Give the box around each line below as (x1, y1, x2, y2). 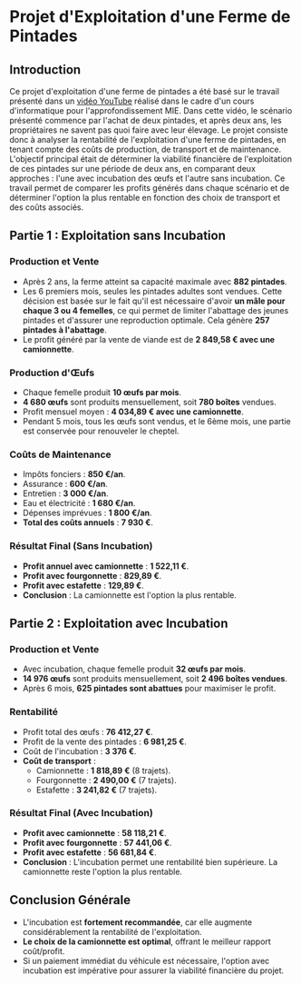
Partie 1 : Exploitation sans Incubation (9, 228, 227, 244)
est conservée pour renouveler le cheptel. (22, 425, 180, 436)
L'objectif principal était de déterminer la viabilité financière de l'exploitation (9, 154, 293, 164)
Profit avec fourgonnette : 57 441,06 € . (22, 837, 172, 848)
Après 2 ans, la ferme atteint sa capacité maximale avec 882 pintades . (22, 275, 287, 287)
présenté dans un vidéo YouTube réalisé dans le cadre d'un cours (9, 95, 255, 106)
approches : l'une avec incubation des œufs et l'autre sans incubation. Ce (9, 173, 286, 184)
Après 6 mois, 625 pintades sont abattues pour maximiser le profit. (22, 683, 277, 694)
